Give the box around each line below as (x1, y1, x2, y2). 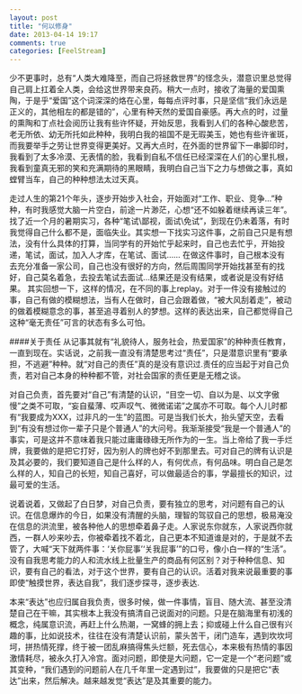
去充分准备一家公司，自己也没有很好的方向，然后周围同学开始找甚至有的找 (9, 260, 285, 271)
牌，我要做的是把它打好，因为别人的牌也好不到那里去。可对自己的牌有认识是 (9, 445, 293, 456)
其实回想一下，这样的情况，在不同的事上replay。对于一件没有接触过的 (26, 283, 287, 294)
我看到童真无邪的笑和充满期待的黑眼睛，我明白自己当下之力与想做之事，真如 (9, 163, 293, 174)
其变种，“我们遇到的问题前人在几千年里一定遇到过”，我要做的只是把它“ (9, 664, 272, 675)
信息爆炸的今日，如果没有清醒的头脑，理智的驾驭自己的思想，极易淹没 (32, 510, 293, 521)
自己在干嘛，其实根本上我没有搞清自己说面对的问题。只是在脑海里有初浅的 (16, 607, 293, 618)
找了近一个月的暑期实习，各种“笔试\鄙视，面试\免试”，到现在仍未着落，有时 (9, 215, 290, 226)
